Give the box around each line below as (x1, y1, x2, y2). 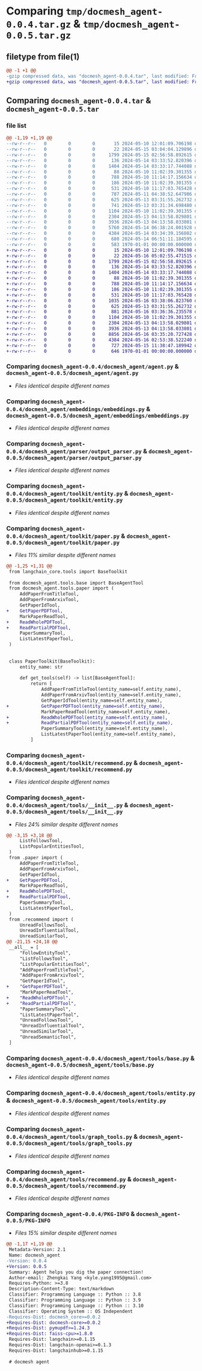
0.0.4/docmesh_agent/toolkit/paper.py (6, 532, 120, 540)
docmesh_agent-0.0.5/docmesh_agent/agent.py (6, 370, 139, 377)
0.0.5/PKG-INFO (6, 1217, 51, 1224)
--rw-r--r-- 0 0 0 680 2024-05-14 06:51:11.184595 (6, 236, 192, 242)
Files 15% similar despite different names (14, 1229, 117, 1237)
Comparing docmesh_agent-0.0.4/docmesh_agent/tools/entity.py (6, 1088, 195, 1097)
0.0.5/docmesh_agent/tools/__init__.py (6, 808, 123, 815)
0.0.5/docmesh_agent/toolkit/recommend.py (6, 766, 132, 773)
